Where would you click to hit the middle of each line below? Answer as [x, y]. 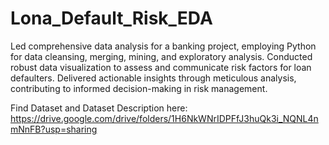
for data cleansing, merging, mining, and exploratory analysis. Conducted [161, 56]
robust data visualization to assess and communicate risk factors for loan [161, 67]
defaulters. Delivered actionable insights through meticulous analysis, [153, 78]
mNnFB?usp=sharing [54, 129]
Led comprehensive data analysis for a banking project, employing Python [163, 46]
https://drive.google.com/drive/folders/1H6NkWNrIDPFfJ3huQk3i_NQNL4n [164, 118]
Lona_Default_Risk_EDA [111, 18]
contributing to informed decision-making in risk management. [139, 88]
